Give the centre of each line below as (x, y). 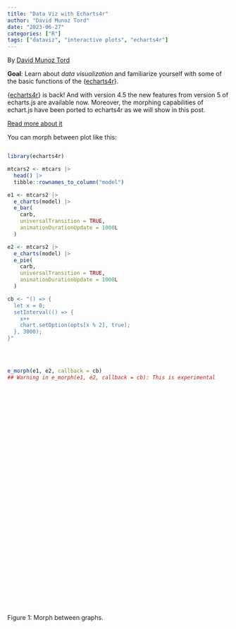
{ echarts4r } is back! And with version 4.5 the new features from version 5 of (118, 95)
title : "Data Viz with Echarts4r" (58, 14)
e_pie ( (23, 260)
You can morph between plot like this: (62, 138)
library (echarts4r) (36, 157)
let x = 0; (30, 305)
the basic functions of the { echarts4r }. (63, 81)
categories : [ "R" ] (34, 33)
